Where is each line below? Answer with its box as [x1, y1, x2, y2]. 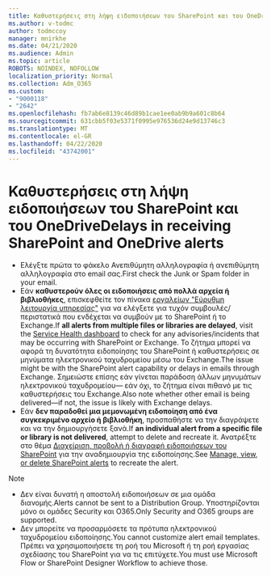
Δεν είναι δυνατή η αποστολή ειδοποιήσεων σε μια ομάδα [19, 489, 216, 499]
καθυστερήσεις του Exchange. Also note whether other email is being [19, 389, 250, 399]
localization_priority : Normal [8, 72, 114, 80]
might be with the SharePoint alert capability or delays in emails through [19, 363, 260, 373]
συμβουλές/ [190, 303, 231, 313]
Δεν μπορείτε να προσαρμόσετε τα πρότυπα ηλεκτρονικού [19, 523, 217, 534]
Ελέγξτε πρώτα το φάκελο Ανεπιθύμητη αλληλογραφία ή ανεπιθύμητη [19, 260, 260, 270]
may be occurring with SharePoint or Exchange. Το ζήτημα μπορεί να [19, 337, 252, 348]
